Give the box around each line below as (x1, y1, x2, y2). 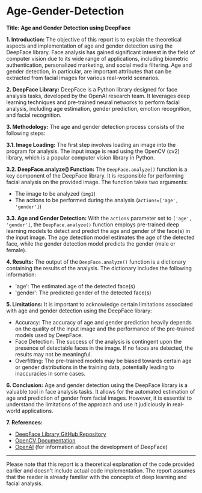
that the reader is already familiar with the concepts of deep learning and (6, 473, 188, 480)
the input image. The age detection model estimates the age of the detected (6, 234, 195, 241)
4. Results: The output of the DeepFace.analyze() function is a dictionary (6, 258, 186, 265)
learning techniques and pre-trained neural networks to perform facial (6, 98, 180, 106)
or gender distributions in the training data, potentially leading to (14, 363, 174, 371)
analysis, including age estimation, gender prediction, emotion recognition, (6, 105, 191, 112)
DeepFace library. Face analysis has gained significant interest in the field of (6, 48, 195, 55)
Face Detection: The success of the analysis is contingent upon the (14, 338, 182, 345)
